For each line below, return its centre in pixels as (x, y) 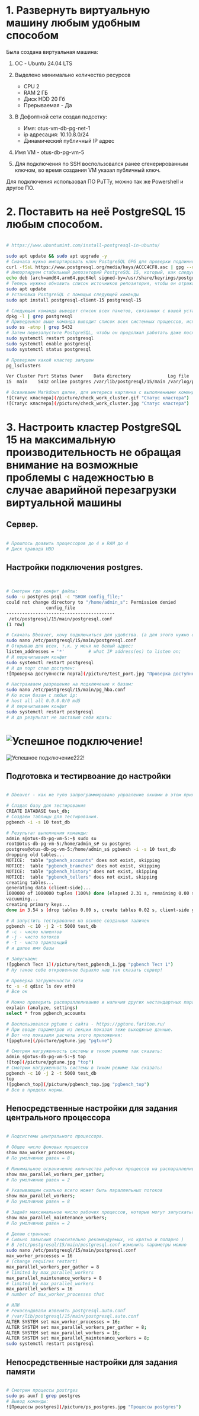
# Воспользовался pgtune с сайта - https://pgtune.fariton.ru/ (86, 1024)
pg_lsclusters (24, 366)
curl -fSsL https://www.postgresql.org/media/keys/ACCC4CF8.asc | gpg (95, 267)
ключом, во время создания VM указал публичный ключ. (88, 170)
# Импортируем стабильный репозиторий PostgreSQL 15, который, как (91, 273)
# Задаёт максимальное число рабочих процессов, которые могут (86, 1212)
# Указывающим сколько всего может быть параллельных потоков (84, 1191)
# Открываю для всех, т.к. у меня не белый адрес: (70, 646)
